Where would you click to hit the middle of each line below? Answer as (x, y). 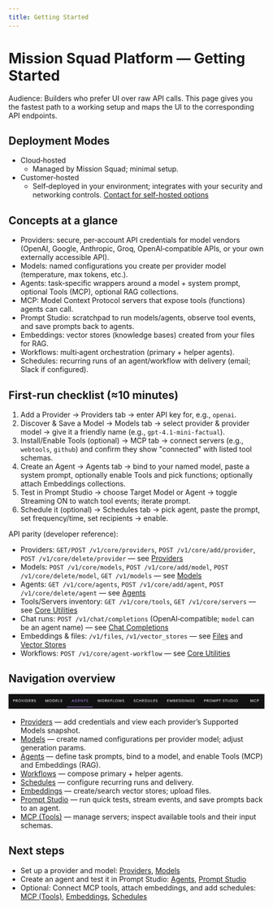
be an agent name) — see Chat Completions (94, 627)
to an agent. (40, 807)
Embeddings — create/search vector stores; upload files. (115, 790)
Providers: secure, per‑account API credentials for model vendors (130, 240)
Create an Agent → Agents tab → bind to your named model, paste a (135, 466)
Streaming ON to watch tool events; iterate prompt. (105, 501)
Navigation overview (62, 679)
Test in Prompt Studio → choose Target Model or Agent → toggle (129, 492)
